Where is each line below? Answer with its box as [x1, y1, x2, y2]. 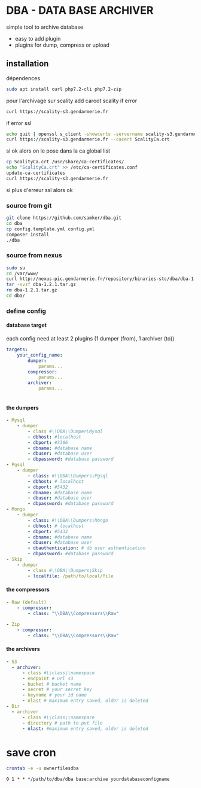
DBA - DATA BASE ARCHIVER [6, 4, 154, 17]
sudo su [6, 264, 26, 271]
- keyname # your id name [22, 692, 87, 698]
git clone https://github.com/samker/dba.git [6, 215, 121, 221]
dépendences [6, 74, 41, 81]
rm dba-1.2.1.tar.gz [6, 287, 58, 293]
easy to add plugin [14, 35, 61, 42]
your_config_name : [17, 352, 63, 358]
